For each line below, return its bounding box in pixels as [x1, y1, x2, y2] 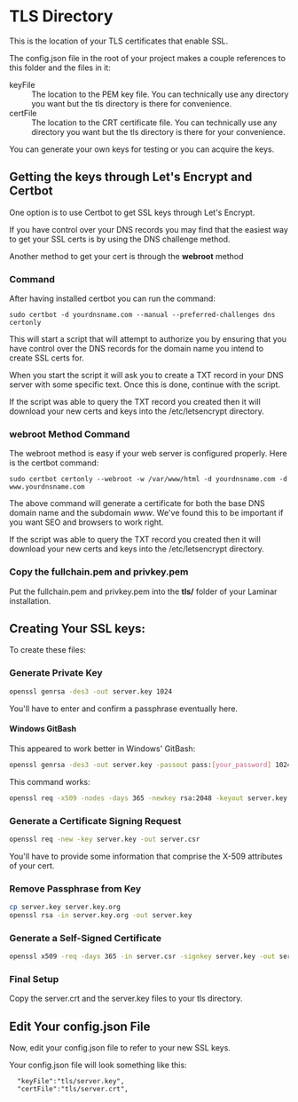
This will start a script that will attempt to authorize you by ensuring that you [9, 334, 286, 345]
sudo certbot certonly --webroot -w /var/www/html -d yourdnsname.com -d [9, 475, 288, 484]
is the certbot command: [9, 457, 99, 468]
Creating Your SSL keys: [9, 622, 146, 637]
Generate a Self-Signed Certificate [9, 932, 162, 944]
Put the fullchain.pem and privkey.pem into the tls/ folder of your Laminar [9, 586, 278, 597]
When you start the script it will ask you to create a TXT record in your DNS [9, 370, 284, 381]
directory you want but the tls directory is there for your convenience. [31, 126, 286, 137]
